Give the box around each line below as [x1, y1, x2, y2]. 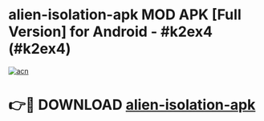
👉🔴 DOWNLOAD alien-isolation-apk [8, 96, 256, 114]
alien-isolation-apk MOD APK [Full [8, 6, 242, 24]
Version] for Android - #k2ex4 [8, 22, 213, 41]
